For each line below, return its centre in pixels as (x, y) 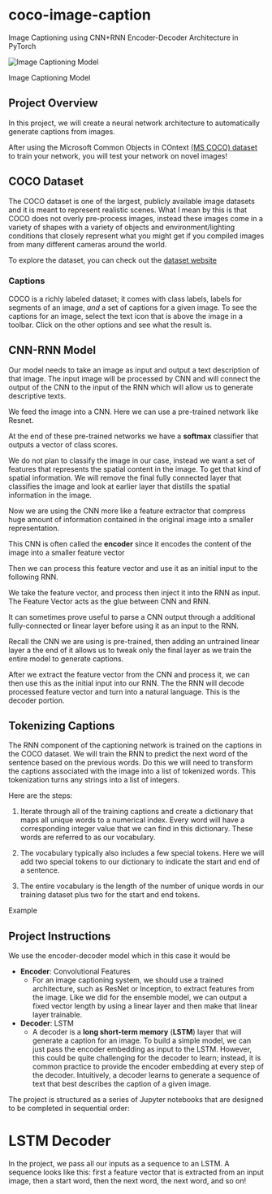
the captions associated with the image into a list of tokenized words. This (132, 771)
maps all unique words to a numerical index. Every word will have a (132, 820)
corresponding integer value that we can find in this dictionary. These (136, 829)
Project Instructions (60, 936)
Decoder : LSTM (47, 1023)
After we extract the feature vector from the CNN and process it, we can (129, 674)
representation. (34, 528)
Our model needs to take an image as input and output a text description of (134, 370)
